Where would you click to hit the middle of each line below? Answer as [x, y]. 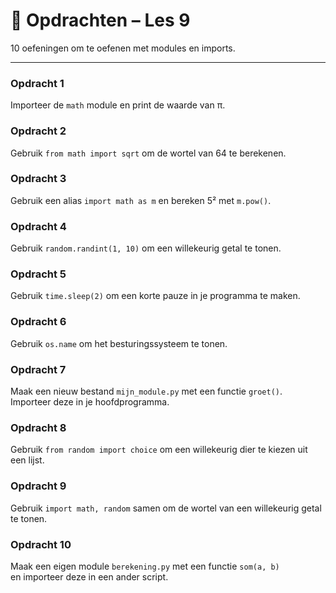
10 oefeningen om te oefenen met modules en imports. [123, 48]
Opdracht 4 [38, 226]
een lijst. [27, 460]
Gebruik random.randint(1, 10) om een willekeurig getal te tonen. [146, 248]
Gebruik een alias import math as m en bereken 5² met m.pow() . [141, 200]
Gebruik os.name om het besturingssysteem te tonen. [119, 343]
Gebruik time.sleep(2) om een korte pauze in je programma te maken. [155, 296]
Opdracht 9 [38, 486]
